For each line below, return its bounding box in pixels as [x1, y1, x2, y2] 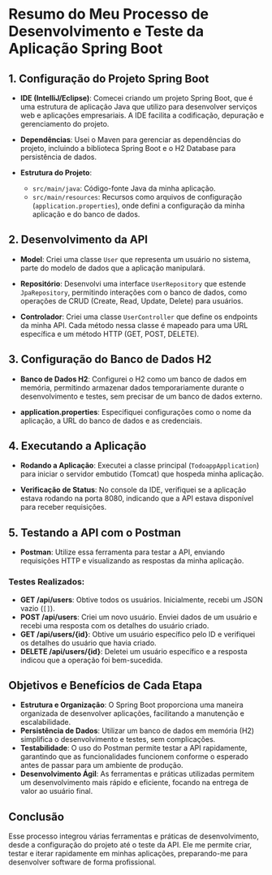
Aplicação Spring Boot [8, 40, 163, 58]
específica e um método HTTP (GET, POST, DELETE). [19, 329, 200, 338]
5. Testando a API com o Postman [8, 525, 181, 540]
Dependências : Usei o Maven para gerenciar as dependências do [19, 135, 241, 144]
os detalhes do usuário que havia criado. [19, 638, 157, 648]
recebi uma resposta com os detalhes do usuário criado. [19, 620, 209, 630]
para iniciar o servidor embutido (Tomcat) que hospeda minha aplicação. [19, 469, 264, 479]
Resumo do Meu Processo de [8, 5, 209, 24]
